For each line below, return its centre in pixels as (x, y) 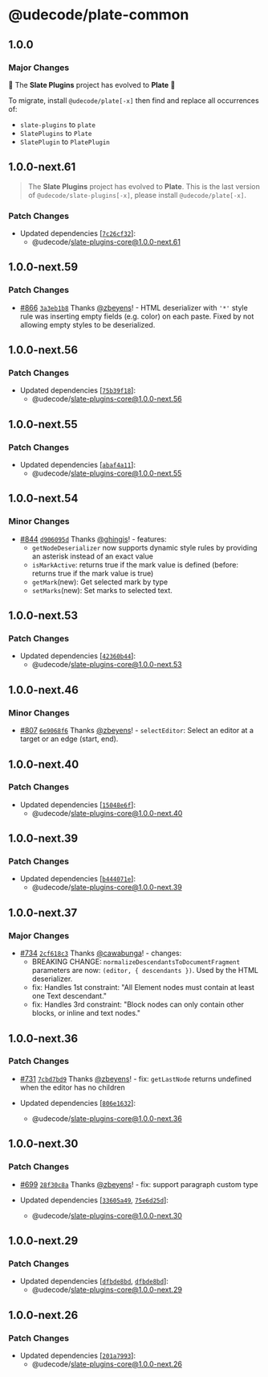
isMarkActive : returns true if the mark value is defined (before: (135, 564)
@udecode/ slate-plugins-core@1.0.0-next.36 (107, 1118)
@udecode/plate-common (99, 15)
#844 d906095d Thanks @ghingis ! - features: (93, 539)
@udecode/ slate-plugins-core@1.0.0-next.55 (107, 473)
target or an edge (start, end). (69, 739)
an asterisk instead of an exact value (93, 556)
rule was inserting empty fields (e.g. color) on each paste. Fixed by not (137, 316)
